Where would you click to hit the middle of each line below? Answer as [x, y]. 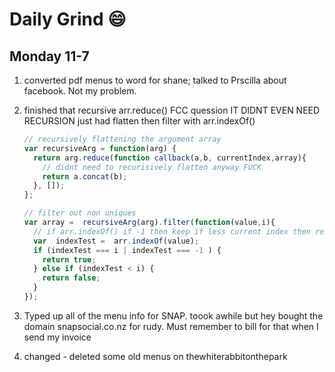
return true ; [69, 259]
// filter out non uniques [80, 213]
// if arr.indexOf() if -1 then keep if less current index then [172, 231]
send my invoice [57, 337]
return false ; [71, 278]
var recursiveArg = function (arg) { [100, 148]
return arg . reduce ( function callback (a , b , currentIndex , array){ [170, 158]
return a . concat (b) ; [85, 176]
